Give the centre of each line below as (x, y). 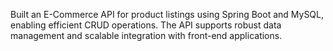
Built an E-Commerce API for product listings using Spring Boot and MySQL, (167, 14)
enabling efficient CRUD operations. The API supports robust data (146, 25)
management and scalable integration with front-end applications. (146, 35)
